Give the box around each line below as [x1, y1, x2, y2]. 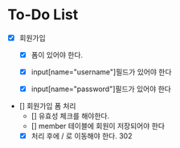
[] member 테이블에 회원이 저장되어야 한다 [31, 122, 166, 131]
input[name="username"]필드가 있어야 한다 [31, 67, 172, 77]
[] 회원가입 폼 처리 [18, 102, 76, 111]
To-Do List [7, 6, 79, 24]
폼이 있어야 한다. [31, 50, 84, 59]
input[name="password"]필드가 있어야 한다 [31, 84, 172, 94]
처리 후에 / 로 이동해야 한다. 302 [31, 131, 133, 141]
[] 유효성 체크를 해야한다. [31, 111, 110, 121]
